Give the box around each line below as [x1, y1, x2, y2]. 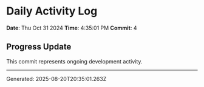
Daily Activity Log [6, 4, 98, 18]
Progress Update [6, 42, 72, 52]
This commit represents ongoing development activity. [6, 57, 143, 65]
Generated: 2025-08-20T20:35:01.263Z [6, 75, 107, 82]
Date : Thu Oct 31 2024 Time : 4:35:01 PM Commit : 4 [6, 24, 137, 31]
